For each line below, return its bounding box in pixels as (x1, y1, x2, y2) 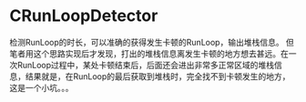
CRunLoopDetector (9, 5, 158, 26)
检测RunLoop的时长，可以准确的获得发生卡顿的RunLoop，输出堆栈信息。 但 (9, 36, 294, 47)
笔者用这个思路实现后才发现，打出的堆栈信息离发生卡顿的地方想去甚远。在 (9, 47, 289, 59)
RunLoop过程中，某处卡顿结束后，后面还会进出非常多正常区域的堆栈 (16, 59, 275, 70)
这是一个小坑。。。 (9, 82, 74, 93)
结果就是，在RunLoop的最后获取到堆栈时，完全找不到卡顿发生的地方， (25, 70, 291, 82)
